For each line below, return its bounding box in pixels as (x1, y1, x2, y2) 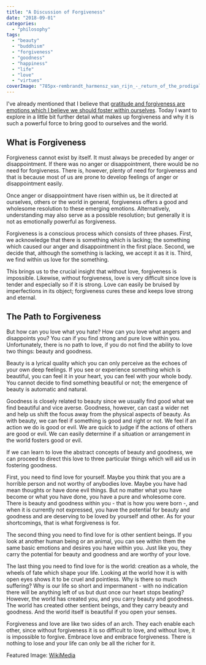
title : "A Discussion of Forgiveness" (6, 9, 105, 15)
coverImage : (6, 84, 37, 90)
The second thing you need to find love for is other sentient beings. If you (6, 531, 192, 538)
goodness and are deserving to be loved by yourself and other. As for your (6, 512, 195, 519)
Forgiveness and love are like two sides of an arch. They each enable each (6, 620, 195, 627)
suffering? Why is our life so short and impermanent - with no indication (6, 581, 188, 589)
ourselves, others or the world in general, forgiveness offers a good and (6, 198, 188, 206)
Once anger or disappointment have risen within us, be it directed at (6, 192, 178, 199)
